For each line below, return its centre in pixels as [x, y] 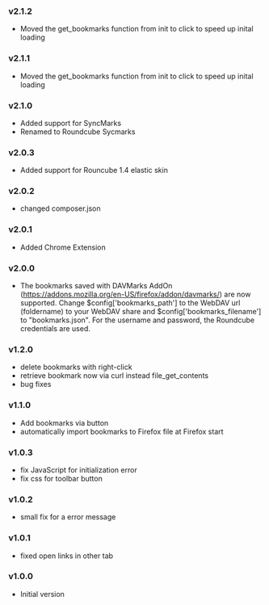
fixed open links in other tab [67, 556]
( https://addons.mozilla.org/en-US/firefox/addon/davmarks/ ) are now [135, 294]
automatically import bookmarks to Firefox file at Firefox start [122, 431]
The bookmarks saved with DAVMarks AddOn [96, 286]
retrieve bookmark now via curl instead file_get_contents [114, 376]
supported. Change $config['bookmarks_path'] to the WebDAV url [130, 303]
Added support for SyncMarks [71, 123]
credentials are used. [55, 329]
